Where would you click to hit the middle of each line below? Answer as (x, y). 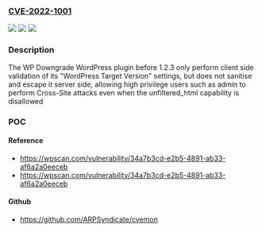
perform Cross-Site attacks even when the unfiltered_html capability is (124, 92)
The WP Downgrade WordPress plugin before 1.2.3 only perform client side (131, 67)
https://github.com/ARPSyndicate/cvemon (89, 219)
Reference (26, 141)
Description (31, 50)
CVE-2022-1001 (40, 11)
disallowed (26, 101)
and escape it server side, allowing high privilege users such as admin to (127, 84)
